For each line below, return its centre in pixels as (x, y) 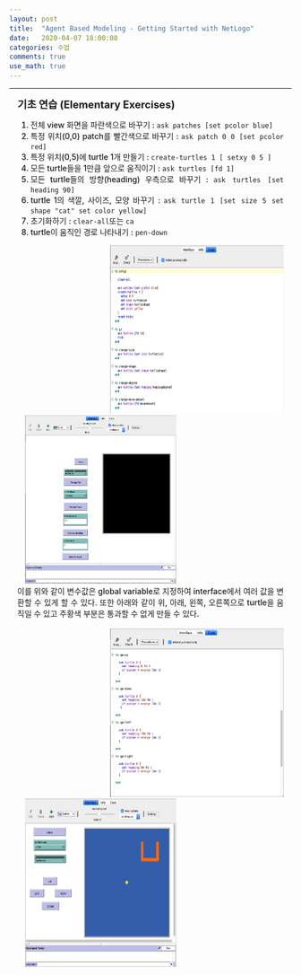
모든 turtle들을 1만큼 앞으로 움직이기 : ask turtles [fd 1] (132, 168)
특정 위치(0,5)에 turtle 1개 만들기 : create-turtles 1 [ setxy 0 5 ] (150, 157)
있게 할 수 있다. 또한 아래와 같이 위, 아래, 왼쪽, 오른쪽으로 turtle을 (159, 602)
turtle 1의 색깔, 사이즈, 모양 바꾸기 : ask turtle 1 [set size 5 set (157, 200)
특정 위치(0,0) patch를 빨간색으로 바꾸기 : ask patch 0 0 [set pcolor (157, 136)
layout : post (34, 19)
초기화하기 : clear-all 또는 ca (82, 221)
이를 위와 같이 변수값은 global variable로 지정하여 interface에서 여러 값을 (146, 591)
